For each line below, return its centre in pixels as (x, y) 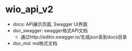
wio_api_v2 (29, 9)
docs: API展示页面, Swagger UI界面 (50, 24)
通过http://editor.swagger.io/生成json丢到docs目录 (74, 37)
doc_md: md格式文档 (35, 43)
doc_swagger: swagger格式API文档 (50, 30)
